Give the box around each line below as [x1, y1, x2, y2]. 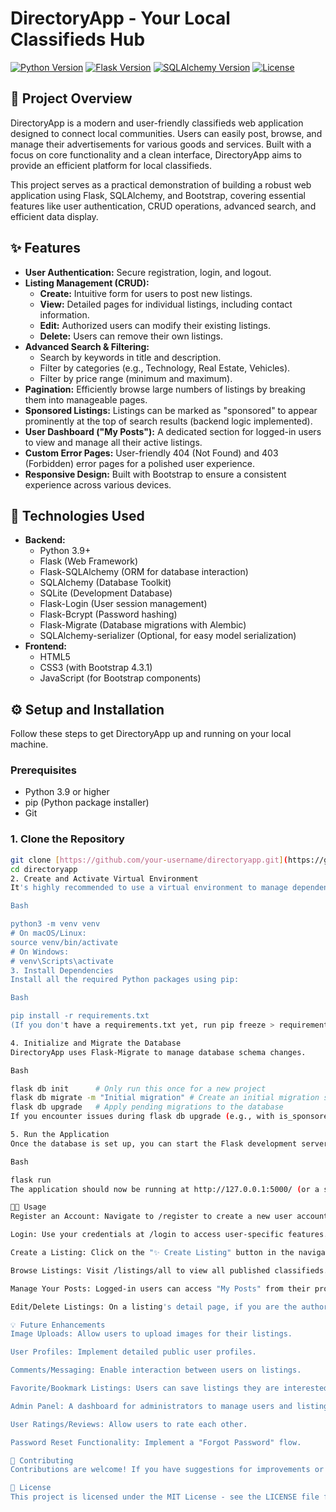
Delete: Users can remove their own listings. [39, 330, 224, 342]
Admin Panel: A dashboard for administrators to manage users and [10, 1401, 293, 1411]
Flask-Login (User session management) [39, 598, 208, 610]
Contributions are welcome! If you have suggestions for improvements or [10, 1465, 325, 1475]
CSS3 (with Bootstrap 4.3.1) [39, 662, 153, 674]
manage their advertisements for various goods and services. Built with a [10, 138, 312, 150]
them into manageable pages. [24, 393, 148, 406]
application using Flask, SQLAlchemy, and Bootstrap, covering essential [10, 189, 306, 201]
